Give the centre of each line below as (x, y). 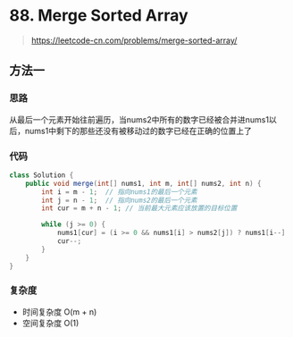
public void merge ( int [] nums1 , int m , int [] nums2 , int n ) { (143, 183)
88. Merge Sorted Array (99, 16)
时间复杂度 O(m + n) (59, 312)
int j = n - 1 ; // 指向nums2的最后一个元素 (120, 200)
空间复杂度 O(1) (50, 323)
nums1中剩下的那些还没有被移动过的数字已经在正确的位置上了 (138, 131)
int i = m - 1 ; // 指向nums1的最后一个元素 (120, 192)
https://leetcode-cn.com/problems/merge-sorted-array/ (134, 40)
